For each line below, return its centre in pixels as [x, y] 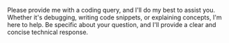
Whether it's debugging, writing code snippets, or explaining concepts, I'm [114, 17]
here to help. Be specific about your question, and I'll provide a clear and [112, 25]
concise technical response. [48, 32]
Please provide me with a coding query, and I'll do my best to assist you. [111, 10]
